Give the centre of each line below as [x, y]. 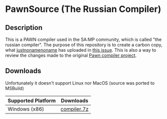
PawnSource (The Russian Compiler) [83, 9]
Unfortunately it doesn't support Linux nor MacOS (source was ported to [80, 83]
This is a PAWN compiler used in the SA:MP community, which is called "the [83, 39]
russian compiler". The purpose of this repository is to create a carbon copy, [84, 45]
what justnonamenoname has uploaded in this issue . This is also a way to [81, 50]
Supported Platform [32, 101]
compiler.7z [75, 109]
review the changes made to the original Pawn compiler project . [71, 55]
